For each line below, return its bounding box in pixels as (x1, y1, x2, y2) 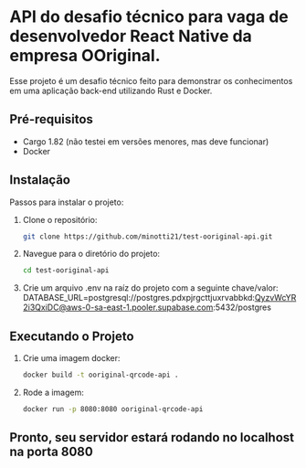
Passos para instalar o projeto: (9, 197, 124, 207)
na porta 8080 (9, 444, 93, 460)
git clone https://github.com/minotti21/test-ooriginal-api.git (22, 231, 273, 241)
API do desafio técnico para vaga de (9, 6, 290, 27)
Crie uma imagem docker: (22, 353, 121, 364)
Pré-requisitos (9, 112, 94, 127)
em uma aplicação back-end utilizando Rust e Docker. (9, 85, 213, 96)
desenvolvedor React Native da (9, 26, 253, 47)
